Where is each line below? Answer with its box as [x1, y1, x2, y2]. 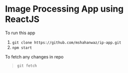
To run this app [5, 30, 36, 36]
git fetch [17, 63, 37, 68]
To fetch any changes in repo [5, 54, 64, 59]
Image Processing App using [5, 3, 124, 15]
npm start [12, 45, 33, 50]
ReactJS [5, 14, 40, 25]
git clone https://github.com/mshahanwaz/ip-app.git [12, 40, 122, 45]
